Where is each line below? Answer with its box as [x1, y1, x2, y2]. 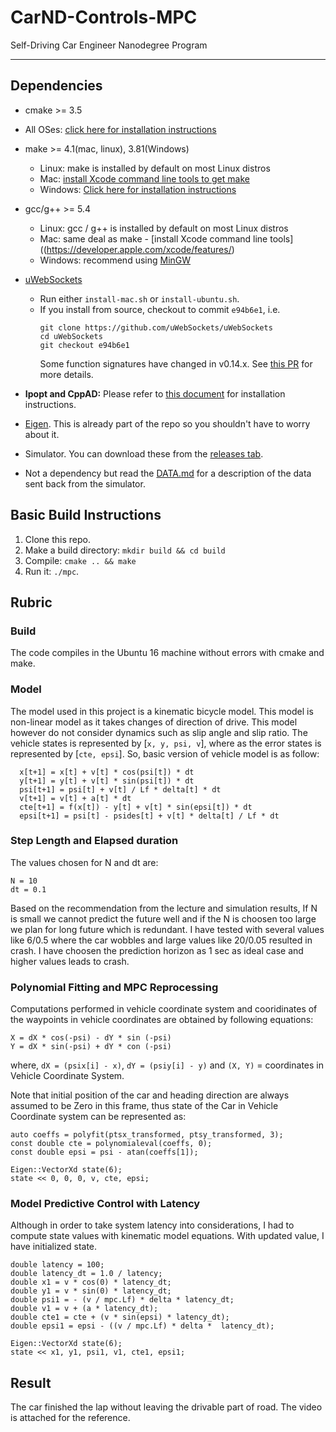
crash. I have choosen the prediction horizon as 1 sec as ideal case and [10, 944, 304, 956]
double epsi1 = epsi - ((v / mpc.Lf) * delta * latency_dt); [10, 1321, 275, 1331]
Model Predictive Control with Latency [10, 1197, 201, 1211]
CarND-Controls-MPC [10, 6, 198, 29]
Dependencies [10, 77, 103, 95]
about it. [24, 428, 60, 440]
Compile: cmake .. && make [24, 554, 137, 566]
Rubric [10, 594, 53, 611]
